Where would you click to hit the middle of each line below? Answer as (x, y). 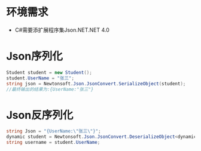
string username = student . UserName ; (53, 143)
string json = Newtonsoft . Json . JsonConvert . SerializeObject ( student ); (96, 84)
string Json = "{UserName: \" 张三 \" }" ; (54, 131)
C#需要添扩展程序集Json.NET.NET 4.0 (62, 30)
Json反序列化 (40, 115)
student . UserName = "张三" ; (40, 78)
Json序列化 (34, 56)
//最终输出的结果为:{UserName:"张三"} (50, 89)
